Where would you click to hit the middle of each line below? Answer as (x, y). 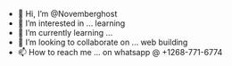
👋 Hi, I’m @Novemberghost (67, 14)
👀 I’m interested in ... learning (71, 23)
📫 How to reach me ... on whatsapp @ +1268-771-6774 (120, 52)
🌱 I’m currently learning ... (65, 33)
